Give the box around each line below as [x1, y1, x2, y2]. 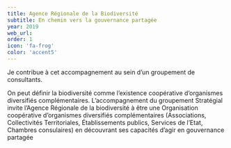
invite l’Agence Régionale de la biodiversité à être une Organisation [7, 104, 198, 112]
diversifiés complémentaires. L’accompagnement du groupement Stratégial [7, 96, 223, 104]
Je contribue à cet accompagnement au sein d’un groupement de [7, 67, 196, 76]
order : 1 [7, 36, 33, 43]
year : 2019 [7, 23, 39, 30]
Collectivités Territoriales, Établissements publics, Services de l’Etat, [7, 118, 203, 126]
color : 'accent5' [7, 49, 58, 56]
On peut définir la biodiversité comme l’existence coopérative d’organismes [7, 88, 223, 97]
